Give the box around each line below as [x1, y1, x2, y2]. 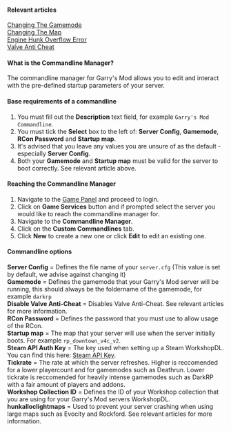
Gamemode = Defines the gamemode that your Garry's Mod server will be [7, 278, 219, 286]
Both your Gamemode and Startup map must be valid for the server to [17, 156, 219, 165]
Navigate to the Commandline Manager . [17, 217, 133, 225]
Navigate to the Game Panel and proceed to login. [17, 195, 159, 203]
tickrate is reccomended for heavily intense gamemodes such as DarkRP [7, 373, 214, 381]
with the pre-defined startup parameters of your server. [7, 82, 165, 90]
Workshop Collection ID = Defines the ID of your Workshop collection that [7, 387, 219, 396]
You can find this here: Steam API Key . [7, 351, 116, 359]
